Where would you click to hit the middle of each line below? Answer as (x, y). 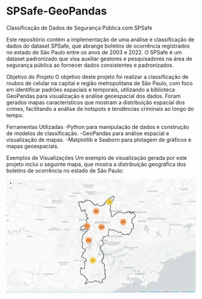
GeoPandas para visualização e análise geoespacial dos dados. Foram (93, 96)
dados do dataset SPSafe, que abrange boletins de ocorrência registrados (98, 46)
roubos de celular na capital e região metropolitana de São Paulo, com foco (99, 83)
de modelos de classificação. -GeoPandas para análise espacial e (88, 133)
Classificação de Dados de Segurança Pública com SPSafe (79, 28)
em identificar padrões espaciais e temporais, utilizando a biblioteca (91, 89)
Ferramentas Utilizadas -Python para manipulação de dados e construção (98, 127)
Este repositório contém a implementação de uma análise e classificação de (100, 39)
